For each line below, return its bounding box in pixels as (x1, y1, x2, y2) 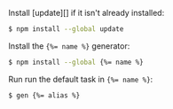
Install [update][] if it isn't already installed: (8, 8, 165, 18)
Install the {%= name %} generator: (8, 40, 130, 51)
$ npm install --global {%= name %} (8, 58, 144, 66)
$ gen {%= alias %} (8, 90, 81, 100)
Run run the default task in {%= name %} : (8, 74, 153, 84)
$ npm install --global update (8, 25, 124, 34)
